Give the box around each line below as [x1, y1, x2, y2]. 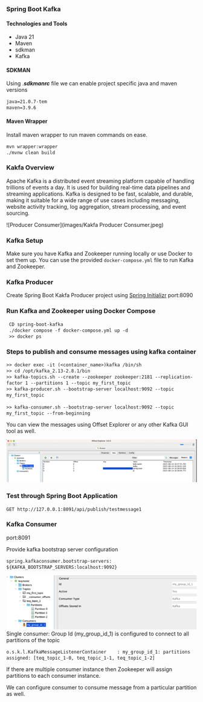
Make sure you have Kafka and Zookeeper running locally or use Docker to [6, 250, 193, 257]
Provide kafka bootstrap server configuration [6, 545, 118, 553]
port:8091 [6, 534, 30, 541]
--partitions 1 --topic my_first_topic [30, 380, 131, 386]
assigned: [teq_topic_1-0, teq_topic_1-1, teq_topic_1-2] [6, 655, 155, 661]
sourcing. [6, 209, 30, 217]
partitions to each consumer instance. [6, 672, 101, 680]
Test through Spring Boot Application [6, 492, 118, 500]
